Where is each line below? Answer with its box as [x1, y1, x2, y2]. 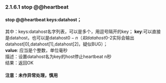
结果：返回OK [5, 60, 34, 66]
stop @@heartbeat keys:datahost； [5, 16, 81, 22]
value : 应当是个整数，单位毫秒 [5, 47, 68, 53]
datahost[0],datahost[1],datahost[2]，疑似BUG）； [5, 41, 108, 47]
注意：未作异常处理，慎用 [5, 72, 58, 78]
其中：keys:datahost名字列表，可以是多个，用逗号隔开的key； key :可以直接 [5, 28, 161, 34]
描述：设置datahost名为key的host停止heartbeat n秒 [5, 53, 111, 59]
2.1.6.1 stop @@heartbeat [5, 3, 69, 10]
